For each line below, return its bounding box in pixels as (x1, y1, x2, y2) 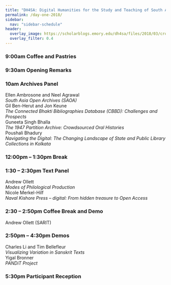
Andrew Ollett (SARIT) (5, 219, 52, 225)
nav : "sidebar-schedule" (10, 21, 63, 27)
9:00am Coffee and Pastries (5, 53, 76, 60)
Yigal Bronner (5, 254, 34, 260)
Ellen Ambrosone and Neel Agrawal (5, 92, 80, 98)
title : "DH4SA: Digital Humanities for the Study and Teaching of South (5, 7, 163, 13)
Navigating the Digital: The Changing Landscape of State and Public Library (5, 135, 166, 141)
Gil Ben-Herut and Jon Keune (5, 103, 67, 109)
